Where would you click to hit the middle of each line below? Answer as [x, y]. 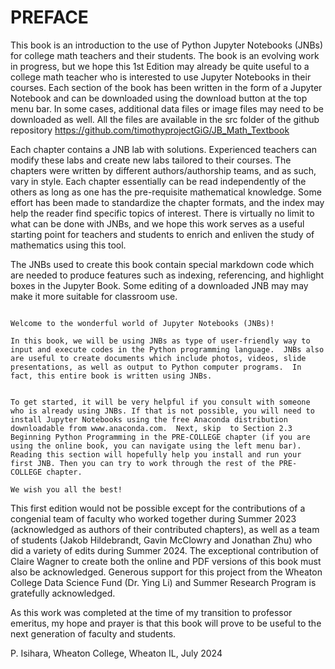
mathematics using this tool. [68, 245]
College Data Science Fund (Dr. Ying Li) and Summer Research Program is [163, 582]
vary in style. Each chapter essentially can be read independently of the [158, 181]
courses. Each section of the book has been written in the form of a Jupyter [166, 87]
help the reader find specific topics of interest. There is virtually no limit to [162, 213]
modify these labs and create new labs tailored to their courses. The [151, 160]
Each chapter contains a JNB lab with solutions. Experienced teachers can [164, 149]
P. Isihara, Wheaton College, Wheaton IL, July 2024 [116, 653]
